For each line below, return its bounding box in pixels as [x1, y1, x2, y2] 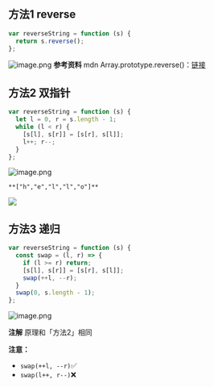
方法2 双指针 [8, 85, 71, 99]
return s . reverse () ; [15, 37, 84, 45]
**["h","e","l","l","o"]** [8, 183, 99, 191]
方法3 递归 [8, 222, 60, 235]
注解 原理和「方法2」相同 [8, 327, 93, 337]
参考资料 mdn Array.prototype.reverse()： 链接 [53, 60, 207, 70]
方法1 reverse [8, 7, 76, 22]
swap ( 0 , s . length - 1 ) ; [15, 289, 95, 297]
